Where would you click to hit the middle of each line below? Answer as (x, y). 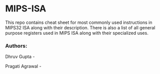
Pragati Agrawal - (23, 66)
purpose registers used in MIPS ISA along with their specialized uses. (77, 33)
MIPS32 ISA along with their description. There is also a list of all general (80, 27)
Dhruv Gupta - (20, 57)
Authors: (16, 46)
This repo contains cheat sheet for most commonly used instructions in (79, 22)
